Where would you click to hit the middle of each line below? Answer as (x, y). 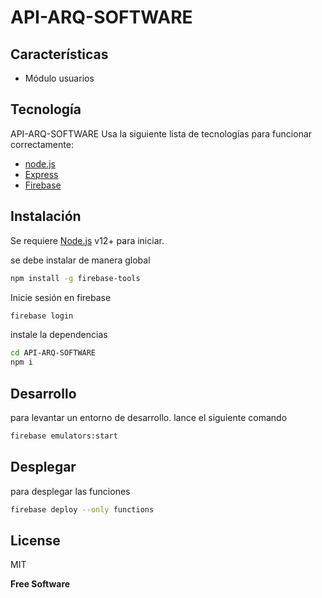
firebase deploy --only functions (82, 509)
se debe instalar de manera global (80, 260)
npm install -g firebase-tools (75, 278)
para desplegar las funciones (70, 491)
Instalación (46, 216)
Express (41, 174)
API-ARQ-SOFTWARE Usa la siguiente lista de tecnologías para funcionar (161, 133)
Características (59, 54)
